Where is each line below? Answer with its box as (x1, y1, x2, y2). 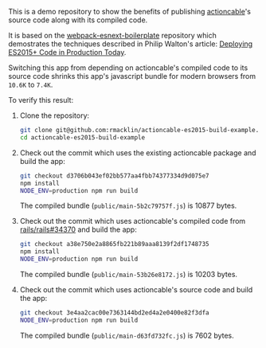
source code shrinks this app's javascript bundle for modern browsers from (8, 72, 256, 80)
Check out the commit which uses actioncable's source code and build (19, 285, 253, 294)
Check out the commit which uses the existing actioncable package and (19, 147, 256, 158)
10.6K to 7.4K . (8, 80, 53, 89)
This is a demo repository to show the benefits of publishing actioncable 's (8, 7, 251, 16)
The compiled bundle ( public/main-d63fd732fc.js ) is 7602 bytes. (19, 330, 235, 340)
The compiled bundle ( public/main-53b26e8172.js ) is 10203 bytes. (19, 270, 237, 279)
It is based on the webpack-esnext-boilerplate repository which (8, 31, 217, 40)
